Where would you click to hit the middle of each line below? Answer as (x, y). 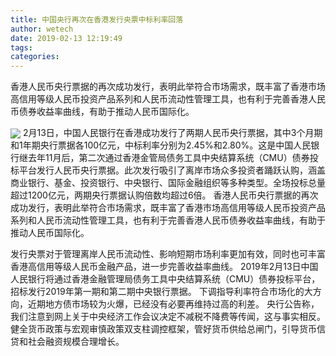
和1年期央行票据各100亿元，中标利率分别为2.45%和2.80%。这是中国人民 (161, 145)
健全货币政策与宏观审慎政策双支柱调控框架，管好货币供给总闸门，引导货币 (163, 329)
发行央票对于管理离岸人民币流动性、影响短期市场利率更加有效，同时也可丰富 (168, 254)
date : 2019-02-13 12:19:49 (66, 38)
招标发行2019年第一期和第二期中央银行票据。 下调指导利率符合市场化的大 (161, 292)
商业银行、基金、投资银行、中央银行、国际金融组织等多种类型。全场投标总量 (168, 183)
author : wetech (42, 29)
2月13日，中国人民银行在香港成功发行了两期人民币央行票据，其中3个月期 (172, 133)
